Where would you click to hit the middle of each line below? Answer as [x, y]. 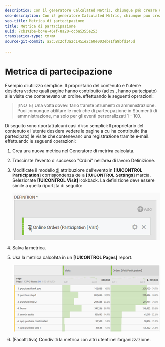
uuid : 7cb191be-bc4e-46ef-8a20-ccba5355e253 [51, 31]
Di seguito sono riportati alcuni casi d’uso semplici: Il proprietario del [74, 125]
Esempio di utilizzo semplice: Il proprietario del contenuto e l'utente [73, 85]
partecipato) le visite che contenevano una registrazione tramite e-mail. [77, 136]
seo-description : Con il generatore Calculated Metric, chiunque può [78, 16]
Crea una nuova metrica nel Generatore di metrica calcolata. [73, 151]
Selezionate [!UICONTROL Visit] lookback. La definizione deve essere [83, 180]
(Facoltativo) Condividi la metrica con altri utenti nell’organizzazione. [82, 339]
